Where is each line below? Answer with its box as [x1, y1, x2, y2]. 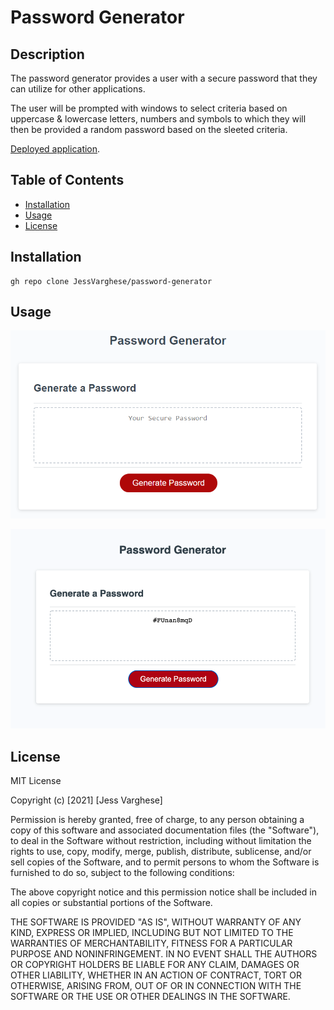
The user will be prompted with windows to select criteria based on [10, 102, 288, 114]
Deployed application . [10, 143, 101, 155]
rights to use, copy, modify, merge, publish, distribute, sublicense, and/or [10, 846, 312, 858]
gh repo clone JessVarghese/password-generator [10, 276, 213, 286]
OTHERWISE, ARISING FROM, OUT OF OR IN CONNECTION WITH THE [10, 980, 302, 992]
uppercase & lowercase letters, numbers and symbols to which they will [10, 113, 307, 125]
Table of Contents [10, 172, 125, 189]
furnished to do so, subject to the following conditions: [10, 867, 235, 879]
